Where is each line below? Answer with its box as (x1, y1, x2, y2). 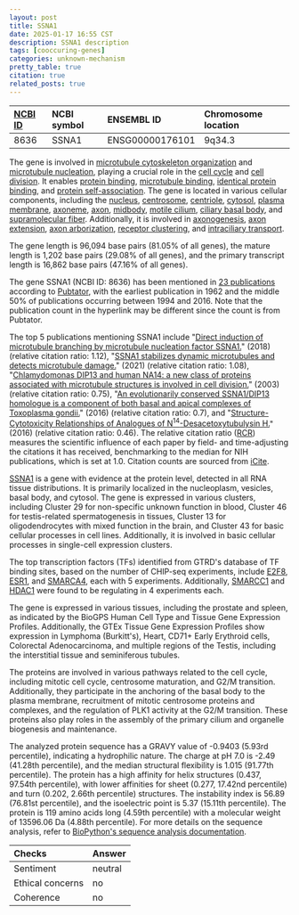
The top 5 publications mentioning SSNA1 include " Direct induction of (9, 331, 264, 342)
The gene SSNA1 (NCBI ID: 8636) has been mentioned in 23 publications (9, 276, 276, 287)
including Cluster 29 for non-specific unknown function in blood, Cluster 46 (9, 502, 287, 512)
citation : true (9, 71, 66, 80)
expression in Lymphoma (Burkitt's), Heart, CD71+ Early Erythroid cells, (9, 631, 271, 641)
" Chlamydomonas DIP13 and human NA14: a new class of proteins (9, 369, 252, 380)
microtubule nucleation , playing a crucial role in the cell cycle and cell (9, 166, 264, 176)
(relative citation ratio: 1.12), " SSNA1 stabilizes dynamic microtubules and (9, 350, 276, 361)
